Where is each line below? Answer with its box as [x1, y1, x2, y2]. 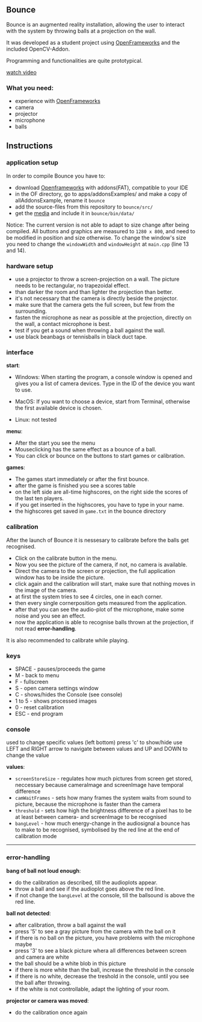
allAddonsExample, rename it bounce [14, 196, 105, 204]
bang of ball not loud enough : [6, 867, 81, 874]
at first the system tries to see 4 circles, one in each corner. [14, 593, 163, 600]
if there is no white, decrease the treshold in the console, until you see [14, 973, 189, 980]
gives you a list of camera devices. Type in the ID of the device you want [14, 380, 195, 387]
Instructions [6, 140, 53, 151]
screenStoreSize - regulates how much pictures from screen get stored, [14, 775, 193, 782]
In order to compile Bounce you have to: [6, 172, 106, 180]
